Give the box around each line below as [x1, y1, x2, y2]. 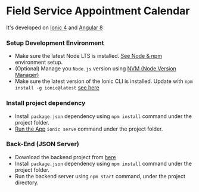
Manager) [14, 72, 39, 79]
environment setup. [14, 58, 63, 66]
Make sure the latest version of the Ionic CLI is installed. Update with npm [14, 78, 193, 85]
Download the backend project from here [14, 153, 116, 160]
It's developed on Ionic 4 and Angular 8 [6, 24, 103, 31]
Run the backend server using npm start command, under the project [14, 172, 186, 179]
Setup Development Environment [6, 39, 104, 47]
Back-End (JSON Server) [6, 140, 79, 148]
